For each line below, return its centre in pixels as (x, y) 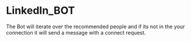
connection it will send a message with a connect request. (76, 32)
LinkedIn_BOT (41, 11)
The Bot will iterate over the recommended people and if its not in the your (95, 26)
